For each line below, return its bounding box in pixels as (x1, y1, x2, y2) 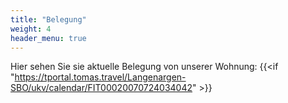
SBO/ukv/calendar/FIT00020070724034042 (10, 82, 193, 94)
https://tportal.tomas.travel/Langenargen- (14, 71, 187, 83)
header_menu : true (10, 33, 87, 43)
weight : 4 (10, 24, 52, 34)
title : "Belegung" (10, 14, 87, 25)
